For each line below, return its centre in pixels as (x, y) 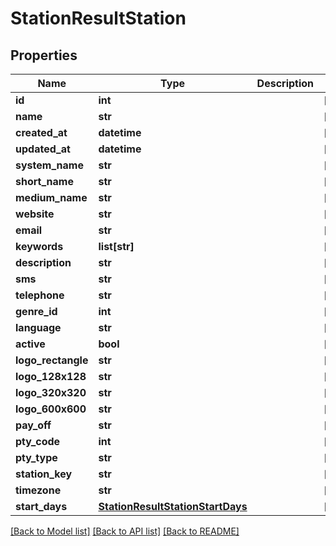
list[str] (116, 246)
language (38, 327)
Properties (44, 55)
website (35, 214)
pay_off (33, 425)
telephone (40, 295)
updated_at (43, 149)
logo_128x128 (51, 376)
